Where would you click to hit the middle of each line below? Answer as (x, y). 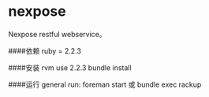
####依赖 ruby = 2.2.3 (45, 50)
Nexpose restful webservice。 (57, 34)
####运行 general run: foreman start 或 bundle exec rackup (105, 84)
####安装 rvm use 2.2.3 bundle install (70, 67)
